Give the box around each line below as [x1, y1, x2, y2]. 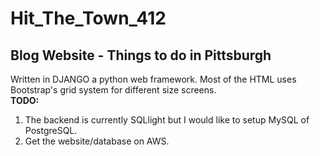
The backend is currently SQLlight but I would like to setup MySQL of [24, 114, 310, 126]
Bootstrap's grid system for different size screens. [10, 84, 217, 96]
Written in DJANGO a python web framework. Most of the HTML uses [10, 73, 297, 85]
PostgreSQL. [24, 125, 78, 136]
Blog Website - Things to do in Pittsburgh [10, 47, 272, 64]
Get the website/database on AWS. [24, 135, 170, 147]
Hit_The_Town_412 [10, 7, 167, 30]
